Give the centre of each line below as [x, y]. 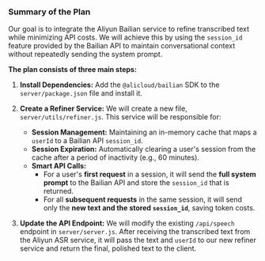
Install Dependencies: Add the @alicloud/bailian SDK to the [119, 85]
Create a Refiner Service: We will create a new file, [103, 108]
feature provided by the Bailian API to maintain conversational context [122, 46]
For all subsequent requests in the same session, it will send [143, 199]
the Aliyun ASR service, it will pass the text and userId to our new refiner [138, 240]
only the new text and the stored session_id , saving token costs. [149, 208]
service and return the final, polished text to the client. [108, 248]
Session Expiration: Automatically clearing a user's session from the [144, 149]
